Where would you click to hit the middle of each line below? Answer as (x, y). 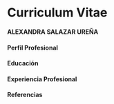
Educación (23, 63)
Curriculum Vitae (57, 13)
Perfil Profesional (33, 48)
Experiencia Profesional (42, 79)
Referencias (25, 95)
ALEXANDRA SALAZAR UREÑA (53, 32)
